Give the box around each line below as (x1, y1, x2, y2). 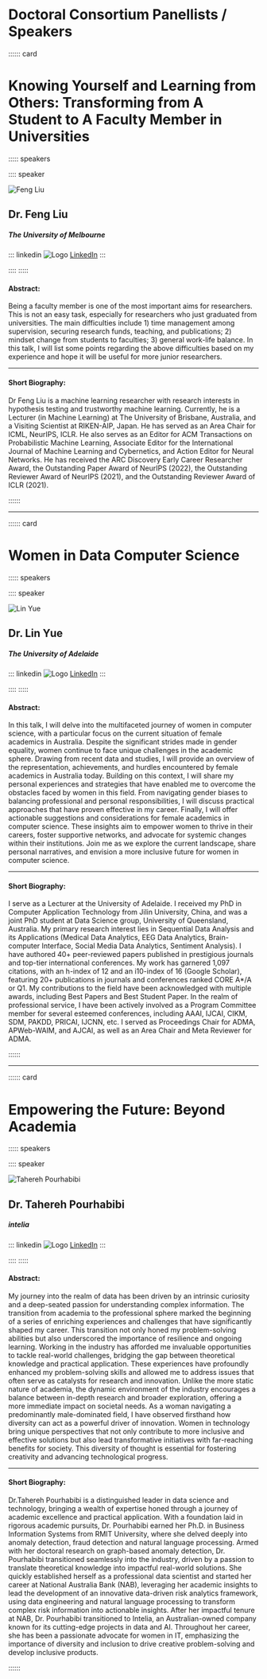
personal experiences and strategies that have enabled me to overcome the (8, 779, 256, 789)
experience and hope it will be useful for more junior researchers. (8, 352, 222, 361)
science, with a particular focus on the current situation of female (8, 728, 222, 738)
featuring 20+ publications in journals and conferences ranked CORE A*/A (8, 975, 252, 985)
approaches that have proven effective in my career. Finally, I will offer (8, 805, 238, 814)
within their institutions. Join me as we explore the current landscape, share (8, 838, 257, 849)
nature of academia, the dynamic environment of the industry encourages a (8, 1384, 256, 1394)
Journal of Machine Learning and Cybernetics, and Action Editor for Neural (8, 446, 254, 455)
